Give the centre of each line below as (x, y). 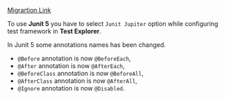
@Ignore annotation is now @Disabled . (71, 88)
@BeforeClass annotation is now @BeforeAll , (81, 73)
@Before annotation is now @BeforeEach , (74, 58)
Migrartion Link (29, 10)
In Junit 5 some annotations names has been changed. (87, 45)
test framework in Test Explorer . (54, 31)
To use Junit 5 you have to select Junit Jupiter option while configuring (113, 24)
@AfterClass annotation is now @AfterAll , (77, 81)
